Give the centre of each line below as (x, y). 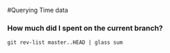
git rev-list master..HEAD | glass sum (65, 43)
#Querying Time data (38, 10)
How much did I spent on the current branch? (85, 28)
